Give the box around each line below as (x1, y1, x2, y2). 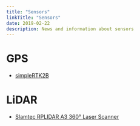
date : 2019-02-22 (6, 20, 50, 26)
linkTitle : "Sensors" (6, 15, 61, 21)
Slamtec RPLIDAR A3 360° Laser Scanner (15, 113, 119, 121)
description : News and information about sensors (6, 25, 135, 32)
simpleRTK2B (15, 72, 50, 79)
